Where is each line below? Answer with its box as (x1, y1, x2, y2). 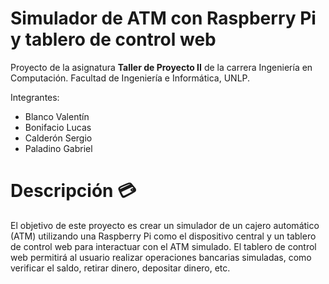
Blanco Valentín (24, 110, 90, 122)
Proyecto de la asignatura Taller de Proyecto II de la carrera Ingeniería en (10, 61, 313, 73)
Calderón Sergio (24, 132, 93, 144)
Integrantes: (10, 91, 60, 103)
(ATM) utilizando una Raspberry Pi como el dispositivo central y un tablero (10, 230, 317, 242)
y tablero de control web (10, 28, 217, 51)
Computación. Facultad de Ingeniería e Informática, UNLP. (10, 72, 251, 84)
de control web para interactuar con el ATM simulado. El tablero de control (10, 240, 317, 252)
